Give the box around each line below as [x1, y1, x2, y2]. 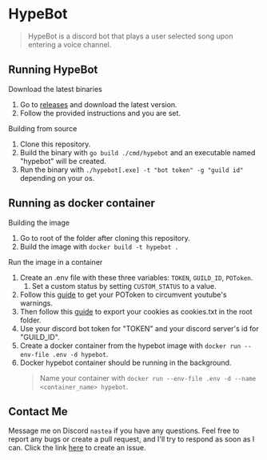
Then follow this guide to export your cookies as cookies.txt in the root [19, 306, 253, 316]
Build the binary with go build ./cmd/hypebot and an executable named [19, 147, 256, 157]
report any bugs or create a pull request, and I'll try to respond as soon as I [8, 434, 255, 444]
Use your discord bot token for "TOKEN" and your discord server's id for [19, 323, 259, 333]
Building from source [8, 123, 78, 133]
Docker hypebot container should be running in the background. [19, 358, 232, 367]
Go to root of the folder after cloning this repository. [19, 233, 190, 242]
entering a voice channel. [27, 39, 112, 49]
